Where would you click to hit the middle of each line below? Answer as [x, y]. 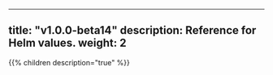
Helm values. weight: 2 [67, 43]
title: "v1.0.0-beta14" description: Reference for [132, 30]
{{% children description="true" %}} [69, 62]
